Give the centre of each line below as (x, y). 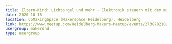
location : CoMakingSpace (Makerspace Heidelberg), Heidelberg (73, 19)
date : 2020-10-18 (24, 15)
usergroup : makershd (27, 29)
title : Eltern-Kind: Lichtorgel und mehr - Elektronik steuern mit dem (83, 10)
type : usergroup (23, 33)
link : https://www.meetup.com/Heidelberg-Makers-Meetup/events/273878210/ (87, 24)
